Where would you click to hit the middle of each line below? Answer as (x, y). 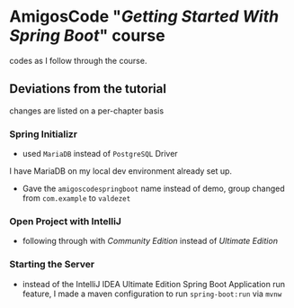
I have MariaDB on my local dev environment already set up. (120, 171)
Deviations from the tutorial (88, 89)
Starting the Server (52, 265)
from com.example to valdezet (76, 198)
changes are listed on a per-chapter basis (87, 111)
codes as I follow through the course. (78, 60)
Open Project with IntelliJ (65, 221)
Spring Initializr (44, 134)
